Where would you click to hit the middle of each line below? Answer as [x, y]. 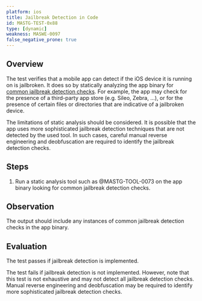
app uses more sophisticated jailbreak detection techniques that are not [96, 129]
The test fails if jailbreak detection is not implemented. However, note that [98, 273]
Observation [30, 207]
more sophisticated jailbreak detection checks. [64, 292]
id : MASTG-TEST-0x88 [32, 23]
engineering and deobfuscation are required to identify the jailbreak [90, 141]
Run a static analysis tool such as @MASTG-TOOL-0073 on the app [99, 181]
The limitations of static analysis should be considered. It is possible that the [101, 122]
